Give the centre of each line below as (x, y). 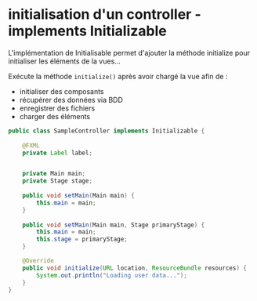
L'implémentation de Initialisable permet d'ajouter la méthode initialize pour (129, 53)
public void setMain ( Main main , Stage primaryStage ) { (114, 225)
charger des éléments (55, 116)
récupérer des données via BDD (71, 100)
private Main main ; (54, 174)
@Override (38, 261)
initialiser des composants (62, 91)
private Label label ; (57, 153)
